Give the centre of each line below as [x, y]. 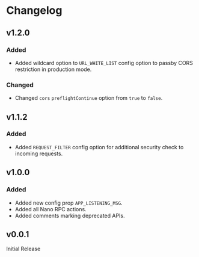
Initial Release [23, 249]
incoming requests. [39, 153]
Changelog [34, 11]
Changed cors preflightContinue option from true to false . [89, 98]
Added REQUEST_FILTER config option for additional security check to [99, 147]
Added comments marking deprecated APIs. [70, 215]
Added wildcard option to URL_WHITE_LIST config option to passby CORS [104, 63]
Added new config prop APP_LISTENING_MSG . [69, 203]
